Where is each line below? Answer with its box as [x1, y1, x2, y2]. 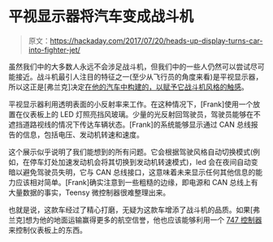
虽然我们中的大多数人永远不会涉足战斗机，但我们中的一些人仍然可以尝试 [8, 62, 250, 71]
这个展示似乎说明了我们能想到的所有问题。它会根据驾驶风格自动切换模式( [8, 147, 253, 157]
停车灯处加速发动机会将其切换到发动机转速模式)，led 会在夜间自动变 [29, 157, 258, 166]
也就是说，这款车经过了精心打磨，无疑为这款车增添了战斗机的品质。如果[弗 [8, 205, 261, 214]
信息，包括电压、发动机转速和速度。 [22, 129, 144, 139]
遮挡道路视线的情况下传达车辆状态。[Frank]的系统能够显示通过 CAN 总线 [8, 119, 252, 129]
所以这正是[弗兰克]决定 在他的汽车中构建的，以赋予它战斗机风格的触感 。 [8, 82, 249, 92]
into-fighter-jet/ [28, 45, 81, 54]
